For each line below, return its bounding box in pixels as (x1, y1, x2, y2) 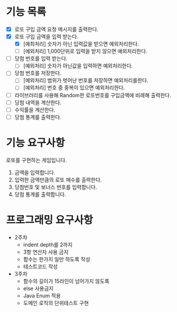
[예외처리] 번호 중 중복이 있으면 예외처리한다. (23, 84, 125, 91)
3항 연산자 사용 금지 (23, 248, 69, 255)
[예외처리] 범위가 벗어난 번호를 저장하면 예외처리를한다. (23, 77, 148, 84)
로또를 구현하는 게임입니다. (6, 156, 67, 163)
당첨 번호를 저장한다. (14, 69, 62, 76)
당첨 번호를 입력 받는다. (14, 55, 68, 62)
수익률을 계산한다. (14, 106, 55, 113)
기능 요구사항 (6, 136, 65, 149)
